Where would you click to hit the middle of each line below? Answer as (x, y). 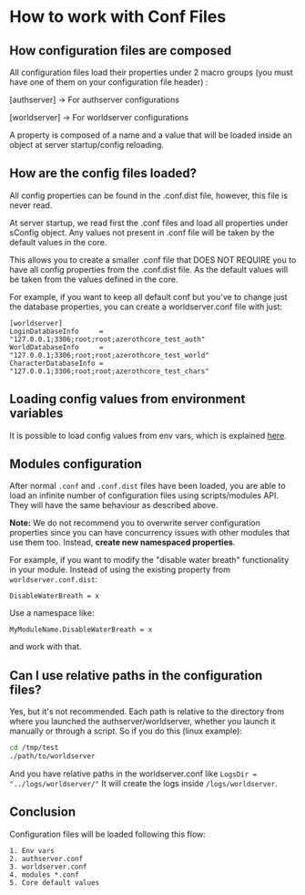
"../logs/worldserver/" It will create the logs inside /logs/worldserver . (143, 783)
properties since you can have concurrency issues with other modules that (150, 533)
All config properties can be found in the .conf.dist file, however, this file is (149, 195)
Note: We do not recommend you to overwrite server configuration (135, 523)
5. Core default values (55, 882)
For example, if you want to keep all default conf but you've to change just (149, 297)
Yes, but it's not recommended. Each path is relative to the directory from (147, 712)
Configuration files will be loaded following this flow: (108, 834)
